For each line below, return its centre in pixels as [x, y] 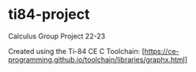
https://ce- [162, 51]
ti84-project [49, 14]
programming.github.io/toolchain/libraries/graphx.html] [98, 59]
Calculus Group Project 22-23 [57, 36]
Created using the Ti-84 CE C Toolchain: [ [76, 51]
